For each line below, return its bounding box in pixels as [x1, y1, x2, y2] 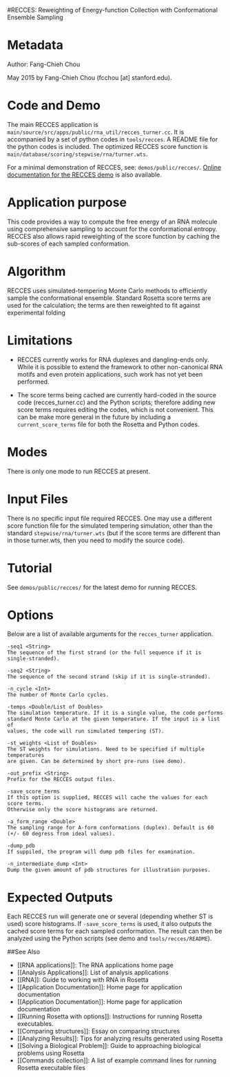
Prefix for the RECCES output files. [7, 776, 116, 783]
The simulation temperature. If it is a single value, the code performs [7, 710, 224, 717]
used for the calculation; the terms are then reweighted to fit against [7, 301, 200, 309]
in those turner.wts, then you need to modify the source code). [7, 536, 185, 544]
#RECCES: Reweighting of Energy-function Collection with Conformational [7, 6, 218, 14]
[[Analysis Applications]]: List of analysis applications [17, 969, 169, 977]
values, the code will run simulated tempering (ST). [7, 728, 165, 735]
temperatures [7, 752, 45, 759]
